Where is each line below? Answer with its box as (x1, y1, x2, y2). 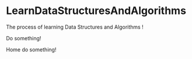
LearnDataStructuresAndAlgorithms (6, 4, 187, 18)
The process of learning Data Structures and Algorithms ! (6, 23, 144, 30)
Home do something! (6, 46, 57, 53)
